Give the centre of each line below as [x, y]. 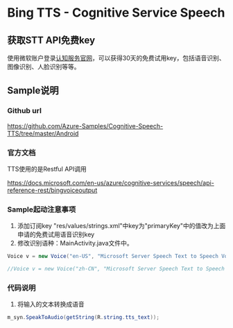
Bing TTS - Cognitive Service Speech [116, 13]
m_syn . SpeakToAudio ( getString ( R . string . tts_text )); [83, 318]
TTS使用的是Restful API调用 [47, 169]
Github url [24, 111]
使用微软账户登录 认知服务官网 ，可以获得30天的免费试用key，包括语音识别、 [116, 58]
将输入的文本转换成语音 [51, 304]
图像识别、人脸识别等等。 [44, 67]
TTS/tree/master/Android [43, 133]
